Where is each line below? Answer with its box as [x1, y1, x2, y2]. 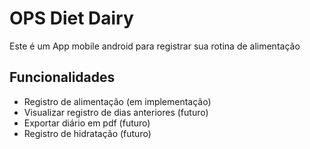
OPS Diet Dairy [9, 7, 134, 30]
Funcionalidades [9, 69, 116, 86]
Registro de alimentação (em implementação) [23, 95, 212, 107]
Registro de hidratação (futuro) [23, 127, 152, 139]
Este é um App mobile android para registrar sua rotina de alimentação [9, 40, 301, 52]
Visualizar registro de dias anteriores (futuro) [23, 106, 209, 118]
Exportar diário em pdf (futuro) [23, 117, 151, 129]
